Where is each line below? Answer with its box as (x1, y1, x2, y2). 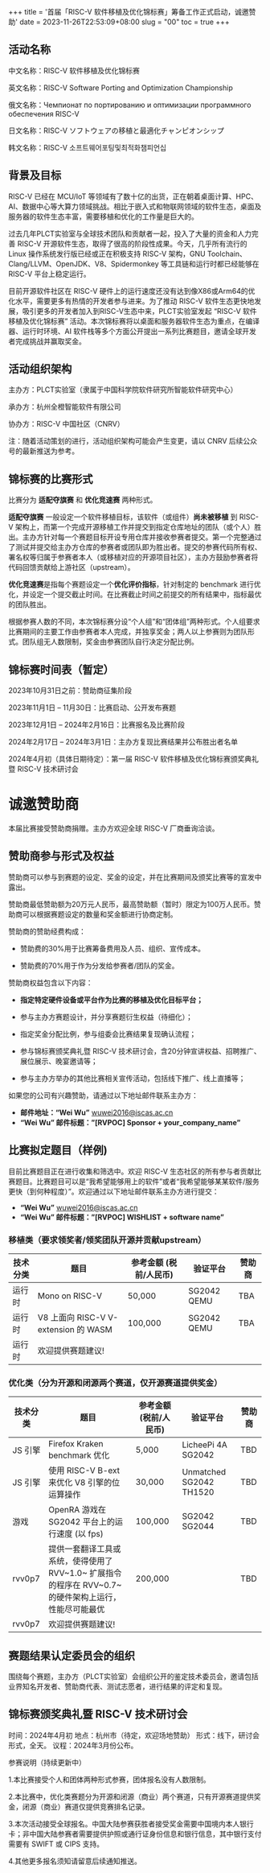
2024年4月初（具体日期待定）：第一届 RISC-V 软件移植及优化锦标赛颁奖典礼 (8, 754, 260, 764)
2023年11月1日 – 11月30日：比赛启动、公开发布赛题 (8, 703, 177, 712)
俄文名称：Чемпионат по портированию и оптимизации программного (8, 100, 252, 109)
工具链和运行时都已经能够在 (167, 258, 260, 268)
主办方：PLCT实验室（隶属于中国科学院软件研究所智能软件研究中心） (8, 385, 238, 394)
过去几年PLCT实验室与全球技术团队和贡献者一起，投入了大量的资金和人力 (8, 229, 252, 238)
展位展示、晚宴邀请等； (19, 1056, 98, 1066)
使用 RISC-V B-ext (47, 1465, 121, 1476)
